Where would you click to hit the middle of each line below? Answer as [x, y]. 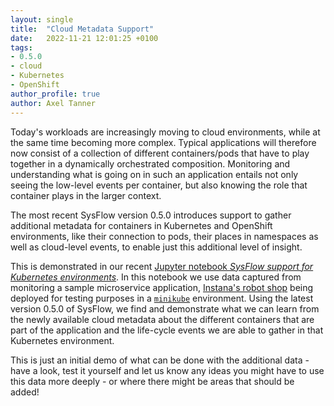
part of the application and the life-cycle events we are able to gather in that [167, 330]
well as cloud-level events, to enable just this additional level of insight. [156, 247]
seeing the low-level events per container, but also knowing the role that [159, 185]
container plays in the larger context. [86, 195]
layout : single [42, 19]
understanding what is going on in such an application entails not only [154, 174]
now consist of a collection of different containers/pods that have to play [160, 153]
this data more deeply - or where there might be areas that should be [152, 381]
